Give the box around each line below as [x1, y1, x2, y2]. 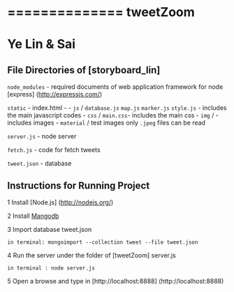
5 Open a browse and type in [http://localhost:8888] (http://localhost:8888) [7, 277, 224, 285]
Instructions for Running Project [7, 179, 150, 191]
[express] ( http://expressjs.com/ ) [7, 90, 103, 99]
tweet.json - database [7, 159, 72, 168]
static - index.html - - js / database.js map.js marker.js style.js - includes [7, 104, 227, 112]
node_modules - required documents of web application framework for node [7, 83, 224, 91]
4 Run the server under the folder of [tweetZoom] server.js [7, 251, 176, 259]
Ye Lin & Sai [7, 36, 75, 53]
